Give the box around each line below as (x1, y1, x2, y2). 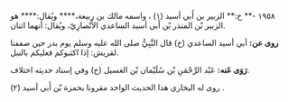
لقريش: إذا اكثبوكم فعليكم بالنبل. (10, 47, 119, 58)
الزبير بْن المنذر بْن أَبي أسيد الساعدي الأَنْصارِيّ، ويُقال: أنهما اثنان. (10, 20, 226, 31)
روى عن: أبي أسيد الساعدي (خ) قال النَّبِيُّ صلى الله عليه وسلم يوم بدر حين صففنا (10, 38, 279, 48)
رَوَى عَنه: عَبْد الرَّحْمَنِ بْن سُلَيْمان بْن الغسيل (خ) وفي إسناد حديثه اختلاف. (10, 65, 250, 75)
